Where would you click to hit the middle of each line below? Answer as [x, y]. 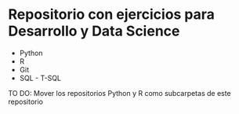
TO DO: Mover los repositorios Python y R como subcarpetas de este [119, 93]
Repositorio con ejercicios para [112, 15]
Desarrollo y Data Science [94, 31]
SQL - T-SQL [40, 78]
